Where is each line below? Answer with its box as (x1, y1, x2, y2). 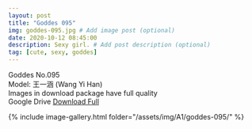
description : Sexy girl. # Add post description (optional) (8, 41, 212, 49)
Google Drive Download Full (8, 97, 100, 106)
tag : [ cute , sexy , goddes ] (8, 48, 97, 56)
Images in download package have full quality (8, 89, 158, 97)
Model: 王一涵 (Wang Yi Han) (8, 80, 103, 89)
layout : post (8, 11, 52, 20)
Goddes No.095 (8, 70, 60, 79)
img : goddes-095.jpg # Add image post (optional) (8, 26, 176, 34)
